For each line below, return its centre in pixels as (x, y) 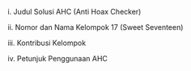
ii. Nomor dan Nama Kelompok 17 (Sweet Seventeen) (95, 27)
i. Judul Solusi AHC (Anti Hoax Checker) (74, 12)
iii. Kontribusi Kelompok (47, 43)
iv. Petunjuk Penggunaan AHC (58, 58)
